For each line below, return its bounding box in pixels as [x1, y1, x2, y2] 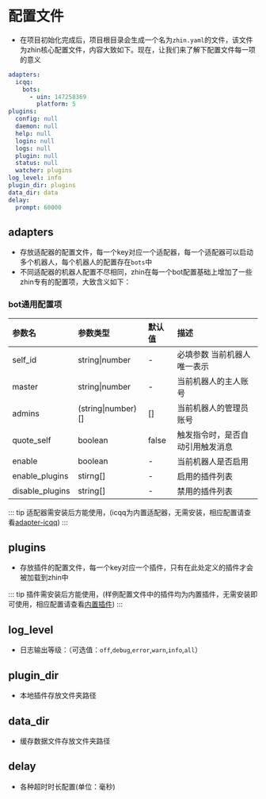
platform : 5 [36, 100, 77, 108]
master [12, 381, 38, 392]
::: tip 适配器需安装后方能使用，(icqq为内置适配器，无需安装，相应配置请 [8, 507, 245, 517]
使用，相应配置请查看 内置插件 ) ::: [14, 600, 123, 609]
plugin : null [15, 152, 59, 159]
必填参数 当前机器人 [177, 348, 251, 359]
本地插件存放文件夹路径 [19, 691, 97, 701]
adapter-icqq [15, 517, 58, 527]
